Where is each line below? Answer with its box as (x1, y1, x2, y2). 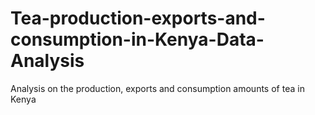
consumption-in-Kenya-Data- (10, 28, 265, 51)
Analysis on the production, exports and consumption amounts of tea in (10, 82, 305, 94)
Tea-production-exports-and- (10, 7, 266, 30)
